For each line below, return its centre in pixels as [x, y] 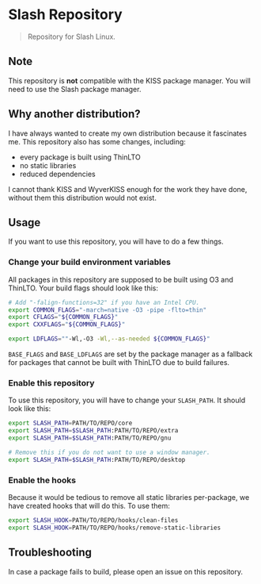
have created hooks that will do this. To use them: [89, 506]
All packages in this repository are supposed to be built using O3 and [121, 279]
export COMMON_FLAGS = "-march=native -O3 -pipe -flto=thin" [108, 310]
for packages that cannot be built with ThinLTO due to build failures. [119, 363]
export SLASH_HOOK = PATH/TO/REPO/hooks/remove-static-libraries [115, 528]
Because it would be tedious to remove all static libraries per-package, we [129, 498]
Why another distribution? [74, 114]
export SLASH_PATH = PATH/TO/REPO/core [70, 423]
